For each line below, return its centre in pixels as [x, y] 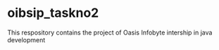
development [26, 39]
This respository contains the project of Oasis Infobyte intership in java [110, 32]
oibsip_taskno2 [53, 13]
